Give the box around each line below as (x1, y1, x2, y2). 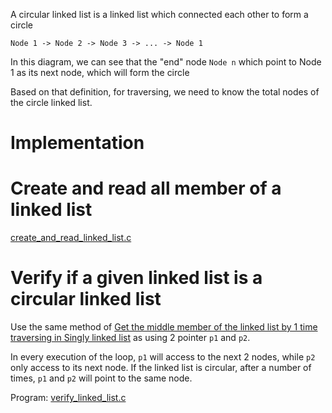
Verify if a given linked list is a (10, 267, 263, 289)
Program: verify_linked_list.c (10, 392, 127, 404)
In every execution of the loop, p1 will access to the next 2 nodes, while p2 (10, 351, 316, 363)
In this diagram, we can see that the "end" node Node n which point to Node (10, 56, 322, 68)
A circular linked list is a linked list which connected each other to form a (10, 9, 309, 20)
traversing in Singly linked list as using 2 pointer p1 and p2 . (10, 332, 251, 344)
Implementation (10, 132, 145, 154)
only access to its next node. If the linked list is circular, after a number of (10, 362, 312, 374)
